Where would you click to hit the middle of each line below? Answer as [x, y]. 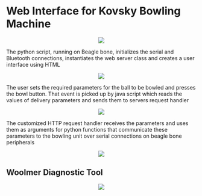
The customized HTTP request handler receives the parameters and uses [97, 123]
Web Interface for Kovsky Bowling [93, 11]
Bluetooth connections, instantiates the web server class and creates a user [100, 58]
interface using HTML [33, 64]
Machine [29, 24]
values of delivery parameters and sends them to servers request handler [97, 100]
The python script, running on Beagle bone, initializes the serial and [90, 52]
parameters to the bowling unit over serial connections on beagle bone [94, 136]
